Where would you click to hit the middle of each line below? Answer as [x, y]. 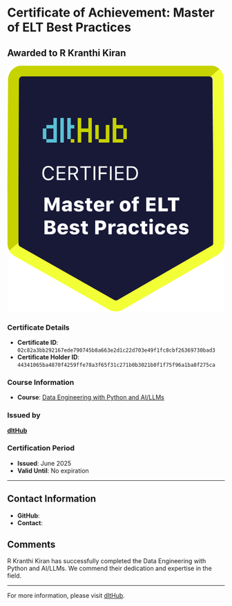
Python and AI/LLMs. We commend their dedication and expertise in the [109, 569]
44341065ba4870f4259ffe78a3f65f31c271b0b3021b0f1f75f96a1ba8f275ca [116, 365]
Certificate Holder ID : [48, 357]
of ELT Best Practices [69, 27]
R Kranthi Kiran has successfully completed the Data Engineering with [107, 561]
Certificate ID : [38, 342]
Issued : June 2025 [44, 463]
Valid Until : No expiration [53, 471]
